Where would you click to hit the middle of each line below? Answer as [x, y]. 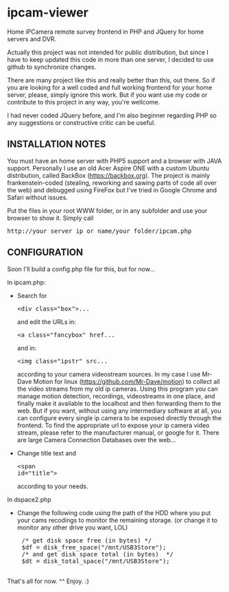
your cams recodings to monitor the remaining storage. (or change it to [117, 520]
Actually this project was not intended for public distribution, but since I [108, 52]
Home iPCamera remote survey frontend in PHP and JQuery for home [106, 32]
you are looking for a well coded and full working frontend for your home [110, 87]
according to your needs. [52, 486]
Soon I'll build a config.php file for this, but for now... [81, 269]
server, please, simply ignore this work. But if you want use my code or [107, 95]
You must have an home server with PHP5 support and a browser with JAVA [114, 161]
